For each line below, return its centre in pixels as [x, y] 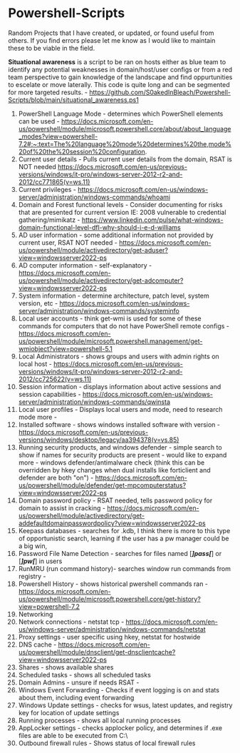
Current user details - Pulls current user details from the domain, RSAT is [125, 159]
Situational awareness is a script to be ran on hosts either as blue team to [117, 61]
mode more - [38, 417]
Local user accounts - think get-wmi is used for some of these [110, 318]
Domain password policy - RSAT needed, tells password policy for [115, 500]
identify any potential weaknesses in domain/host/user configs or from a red [120, 69]
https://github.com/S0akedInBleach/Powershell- [160, 92]
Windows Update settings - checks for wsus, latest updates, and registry [125, 705]
